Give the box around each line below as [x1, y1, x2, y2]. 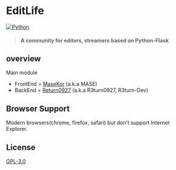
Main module [6, 69, 38, 77]
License [6, 142, 36, 152]
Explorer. [6, 126, 28, 133]
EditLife [6, 4, 45, 18]
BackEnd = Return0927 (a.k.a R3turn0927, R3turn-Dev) [14, 86, 148, 94]
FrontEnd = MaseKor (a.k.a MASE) [14, 81, 98, 88]
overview [6, 54, 41, 64]
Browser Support [6, 103, 70, 113]
